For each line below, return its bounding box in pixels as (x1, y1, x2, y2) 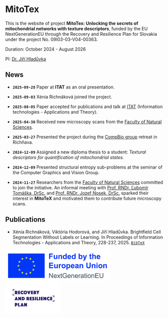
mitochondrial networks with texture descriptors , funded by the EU (5, 25, 148, 31)
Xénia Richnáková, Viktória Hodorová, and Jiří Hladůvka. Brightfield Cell (12, 229, 161, 235)
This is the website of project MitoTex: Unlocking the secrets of (5, 20, 138, 26)
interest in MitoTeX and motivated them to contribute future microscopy (12, 195, 162, 201)
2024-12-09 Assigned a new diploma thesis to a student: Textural (12, 149, 146, 155)
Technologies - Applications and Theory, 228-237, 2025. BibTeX (12, 239, 145, 245)
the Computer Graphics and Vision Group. (12, 169, 100, 175)
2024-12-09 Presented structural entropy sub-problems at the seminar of (12, 164, 162, 170)
